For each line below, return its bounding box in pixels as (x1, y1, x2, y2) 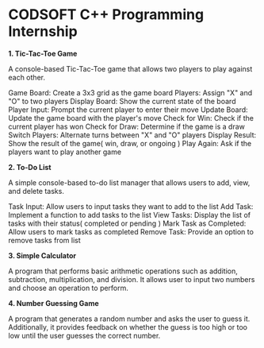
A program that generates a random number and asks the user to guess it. (8, 314, 251, 323)
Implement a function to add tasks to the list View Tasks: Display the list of (8, 210, 251, 219)
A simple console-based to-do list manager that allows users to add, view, (8, 177, 251, 188)
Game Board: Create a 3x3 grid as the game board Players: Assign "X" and (8, 87, 253, 97)
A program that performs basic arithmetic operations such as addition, (8, 266, 238, 276)
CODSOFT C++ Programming (8, 6, 205, 24)
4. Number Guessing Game (8, 298, 99, 307)
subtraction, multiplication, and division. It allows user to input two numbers (8, 274, 255, 284)
